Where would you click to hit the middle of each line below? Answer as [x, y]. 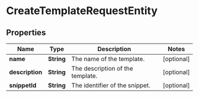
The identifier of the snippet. [111, 85]
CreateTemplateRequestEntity [82, 11]
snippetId [23, 85]
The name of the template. [108, 59]
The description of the [102, 68]
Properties [26, 33]
